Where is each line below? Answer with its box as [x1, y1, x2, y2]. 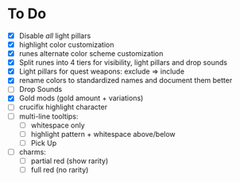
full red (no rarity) [30, 165, 89, 174]
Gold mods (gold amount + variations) [18, 93, 144, 103]
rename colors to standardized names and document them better [18, 76, 233, 85]
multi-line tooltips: [18, 112, 79, 121]
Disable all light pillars [18, 31, 91, 40]
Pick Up [30, 138, 57, 147]
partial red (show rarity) [30, 156, 109, 165]
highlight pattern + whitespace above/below [30, 129, 176, 138]
